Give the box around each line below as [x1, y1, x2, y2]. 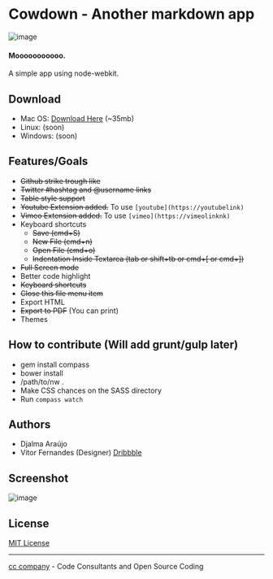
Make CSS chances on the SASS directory [19, 385, 162, 395]
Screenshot [8, 471, 69, 485]
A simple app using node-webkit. [8, 68, 119, 78]
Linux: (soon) [19, 122, 65, 132]
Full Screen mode [19, 262, 80, 272]
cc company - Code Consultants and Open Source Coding [8, 562, 204, 572]
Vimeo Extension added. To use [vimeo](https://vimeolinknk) [19, 211, 231, 220]
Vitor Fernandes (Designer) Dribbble [19, 448, 142, 458]
